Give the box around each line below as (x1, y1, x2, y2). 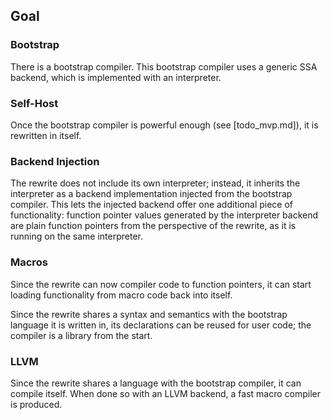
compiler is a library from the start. (10, 329, 153, 341)
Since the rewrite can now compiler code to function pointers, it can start (10, 278, 312, 290)
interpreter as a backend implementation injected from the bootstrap (10, 188, 293, 200)
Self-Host (10, 96, 59, 110)
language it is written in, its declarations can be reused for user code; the (10, 319, 312, 331)
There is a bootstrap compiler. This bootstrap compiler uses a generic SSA (10, 60, 318, 73)
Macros (10, 255, 48, 269)
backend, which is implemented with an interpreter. (10, 71, 222, 83)
